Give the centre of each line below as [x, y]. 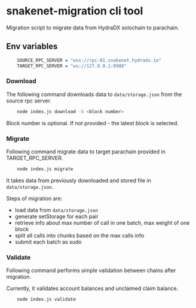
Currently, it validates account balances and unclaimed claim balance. [92, 288]
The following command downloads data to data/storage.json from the [94, 94]
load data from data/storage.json [56, 210]
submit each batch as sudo [48, 241]
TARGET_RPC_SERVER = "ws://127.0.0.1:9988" [72, 66]
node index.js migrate [45, 169]
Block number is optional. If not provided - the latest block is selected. [93, 123]
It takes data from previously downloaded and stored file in [79, 180]
